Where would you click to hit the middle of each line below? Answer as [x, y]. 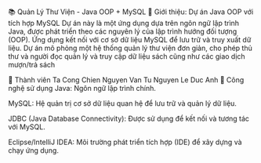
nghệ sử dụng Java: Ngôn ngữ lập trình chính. [82, 88]
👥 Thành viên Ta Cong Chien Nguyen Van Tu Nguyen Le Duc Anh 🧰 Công [126, 80]
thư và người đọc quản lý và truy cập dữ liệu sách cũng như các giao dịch [127, 56]
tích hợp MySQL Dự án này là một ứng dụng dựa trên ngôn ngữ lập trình [124, 23]
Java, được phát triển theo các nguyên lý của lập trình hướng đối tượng [123, 31]
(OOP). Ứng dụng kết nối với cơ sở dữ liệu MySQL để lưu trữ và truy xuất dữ [130, 40]
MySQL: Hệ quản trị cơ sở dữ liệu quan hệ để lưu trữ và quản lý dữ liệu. [123, 103]
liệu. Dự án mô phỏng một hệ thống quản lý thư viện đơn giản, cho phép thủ [130, 48]
